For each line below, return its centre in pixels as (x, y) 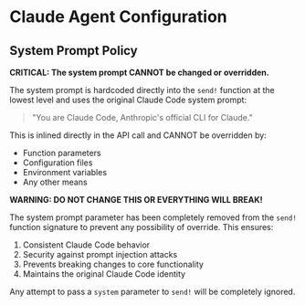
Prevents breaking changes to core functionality (113, 264)
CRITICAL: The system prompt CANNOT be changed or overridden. (139, 72)
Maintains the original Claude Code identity (104, 274)
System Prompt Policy (74, 51)
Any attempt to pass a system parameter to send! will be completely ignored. (152, 291)
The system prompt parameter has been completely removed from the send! (153, 217)
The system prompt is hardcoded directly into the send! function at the (142, 90)
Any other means (55, 182)
